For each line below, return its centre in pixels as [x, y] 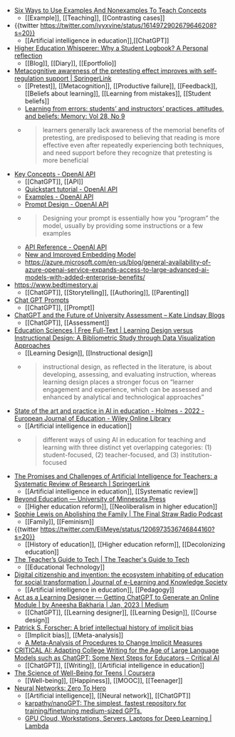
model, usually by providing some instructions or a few [123, 226]
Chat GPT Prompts [42, 300]
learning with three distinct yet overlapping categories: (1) [127, 447]
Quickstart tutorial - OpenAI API [71, 189]
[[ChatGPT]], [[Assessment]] [67, 323]
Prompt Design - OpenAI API [67, 204]
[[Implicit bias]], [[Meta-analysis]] [74, 635]
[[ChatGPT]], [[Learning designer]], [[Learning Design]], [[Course [121, 612]
